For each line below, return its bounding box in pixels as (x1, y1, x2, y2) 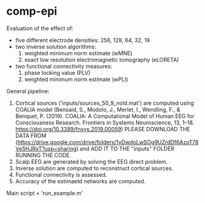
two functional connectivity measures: (15, 63, 112, 70)
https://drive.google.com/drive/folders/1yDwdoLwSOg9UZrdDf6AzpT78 (17, 138, 199, 145)
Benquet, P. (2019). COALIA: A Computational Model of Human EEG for (15, 112, 195, 120)
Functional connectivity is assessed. (15, 170, 107, 178)
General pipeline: (6, 87, 50, 94)
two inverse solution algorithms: (15, 43, 96, 50)
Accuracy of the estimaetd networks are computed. (15, 177, 146, 185)
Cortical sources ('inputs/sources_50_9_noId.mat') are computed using (15, 99, 195, 107)
